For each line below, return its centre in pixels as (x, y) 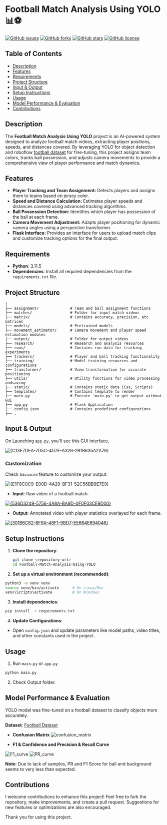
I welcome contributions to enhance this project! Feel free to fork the (76, 797)
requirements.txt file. (35, 277)
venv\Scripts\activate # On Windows (52, 592)
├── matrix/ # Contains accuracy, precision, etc (77, 317)
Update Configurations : (37, 621)
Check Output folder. (34, 682)
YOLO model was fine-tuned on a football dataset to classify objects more (81, 710)
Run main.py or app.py (35, 663)
